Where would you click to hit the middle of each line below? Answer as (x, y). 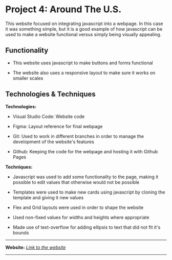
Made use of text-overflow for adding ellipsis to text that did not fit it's (87, 227)
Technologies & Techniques (50, 94)
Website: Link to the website (36, 247)
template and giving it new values (48, 197)
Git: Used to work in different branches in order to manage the (78, 136)
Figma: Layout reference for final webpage (58, 126)
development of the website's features (53, 141)
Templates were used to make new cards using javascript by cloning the (89, 192)
